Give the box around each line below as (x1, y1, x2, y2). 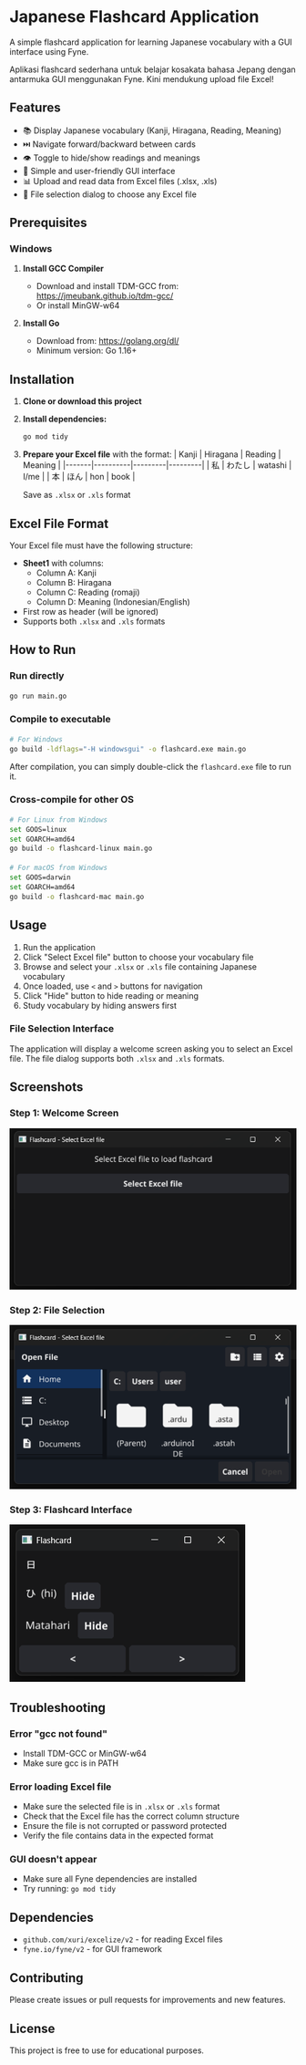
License (9, 2020, 56, 2036)
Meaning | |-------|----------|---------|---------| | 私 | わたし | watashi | (22, 460, 292, 471)
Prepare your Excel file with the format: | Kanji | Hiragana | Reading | (22, 449, 281, 460)
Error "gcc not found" (9, 1727, 107, 1739)
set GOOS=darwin (9, 873, 71, 882)
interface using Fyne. (9, 46, 89, 57)
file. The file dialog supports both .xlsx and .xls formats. (9, 1053, 225, 1064)
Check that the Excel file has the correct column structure (22, 1811, 240, 1821)
